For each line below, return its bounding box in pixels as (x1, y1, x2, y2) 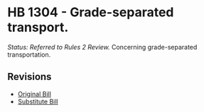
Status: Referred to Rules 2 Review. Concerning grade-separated (7, 43, 198, 51)
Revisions (7, 71, 52, 83)
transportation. (7, 50, 51, 59)
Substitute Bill (17, 97, 58, 106)
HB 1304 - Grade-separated (7, 4, 174, 21)
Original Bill (17, 89, 52, 98)
